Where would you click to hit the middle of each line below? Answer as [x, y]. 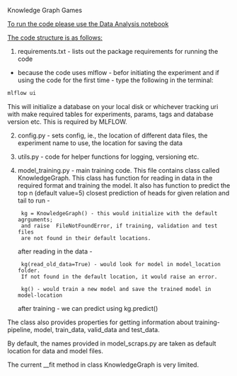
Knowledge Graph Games [45, 10]
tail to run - [34, 200]
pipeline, [20, 329]
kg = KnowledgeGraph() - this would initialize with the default [119, 213]
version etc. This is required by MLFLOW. [67, 121]
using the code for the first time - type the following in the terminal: [115, 80]
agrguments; [35, 220]
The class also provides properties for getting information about [100, 322]
